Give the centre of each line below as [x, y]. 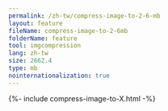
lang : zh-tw [28, 53]
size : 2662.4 [30, 61]
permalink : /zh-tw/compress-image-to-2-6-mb [84, 16]
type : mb [23, 68]
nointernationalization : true [59, 76]
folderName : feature [43, 38]
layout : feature [36, 23]
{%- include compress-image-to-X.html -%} [82, 98]
